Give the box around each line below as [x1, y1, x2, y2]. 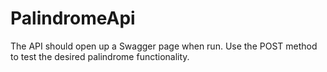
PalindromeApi [10, 7, 136, 30]
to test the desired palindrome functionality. [10, 50, 190, 62]
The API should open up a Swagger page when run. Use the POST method [10, 40, 318, 52]
